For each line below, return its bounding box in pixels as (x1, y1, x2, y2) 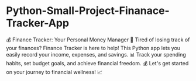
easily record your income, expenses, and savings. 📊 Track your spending (6, 51, 186, 58)
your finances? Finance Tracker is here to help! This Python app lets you (6, 44, 180, 51)
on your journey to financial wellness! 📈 (6, 68, 103, 75)
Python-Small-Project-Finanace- (6, 4, 170, 17)
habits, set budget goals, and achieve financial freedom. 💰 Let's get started (6, 59, 189, 66)
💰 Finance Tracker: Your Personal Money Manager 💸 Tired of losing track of (6, 36, 190, 43)
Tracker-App (6, 16, 69, 30)
